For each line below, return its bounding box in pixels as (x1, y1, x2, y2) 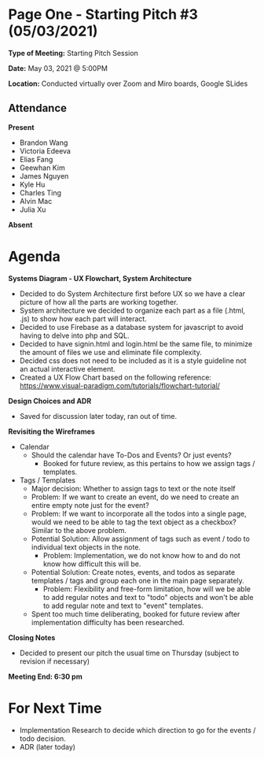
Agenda (8, 247, 60, 265)
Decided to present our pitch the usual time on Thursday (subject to (19, 648, 240, 657)
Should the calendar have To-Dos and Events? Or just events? (31, 450, 232, 460)
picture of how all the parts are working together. (19, 297, 178, 306)
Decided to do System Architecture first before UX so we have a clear (19, 289, 246, 298)
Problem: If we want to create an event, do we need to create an (31, 492, 240, 502)
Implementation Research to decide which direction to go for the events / (19, 725, 256, 735)
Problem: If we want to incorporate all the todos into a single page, (31, 509, 247, 518)
